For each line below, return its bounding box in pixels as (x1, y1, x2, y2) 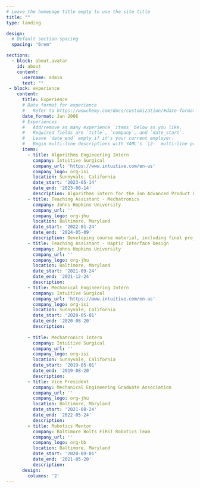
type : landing (6, 20, 42, 26)
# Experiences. (21, 118, 60, 125)
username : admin (21, 74, 62, 80)
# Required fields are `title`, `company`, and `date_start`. (21, 130, 185, 136)
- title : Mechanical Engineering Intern (27, 284, 129, 290)
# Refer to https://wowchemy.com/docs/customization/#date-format (21, 108, 196, 114)
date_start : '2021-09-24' (32, 268, 97, 274)
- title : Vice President (27, 378, 89, 384)
